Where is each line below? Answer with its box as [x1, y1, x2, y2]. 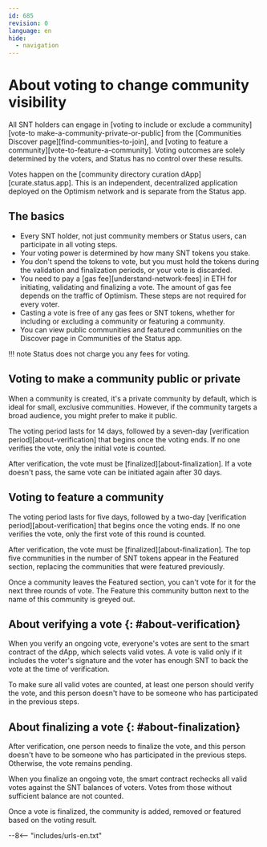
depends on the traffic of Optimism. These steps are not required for [19, 291, 247, 300]
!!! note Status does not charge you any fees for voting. [8, 348, 190, 358]
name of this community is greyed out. [8, 594, 136, 604]
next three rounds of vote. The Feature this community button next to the [8, 585, 249, 595]
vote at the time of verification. [8, 664, 110, 674]
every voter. [19, 299, 60, 309]
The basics [8, 210, 65, 223]
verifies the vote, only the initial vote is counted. [8, 443, 167, 453]
